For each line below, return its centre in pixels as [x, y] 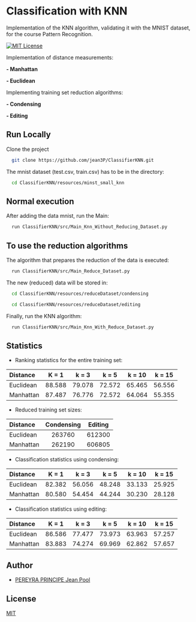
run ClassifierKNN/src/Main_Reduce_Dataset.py [71, 271]
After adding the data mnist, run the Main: [58, 216]
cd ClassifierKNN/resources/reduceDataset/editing [76, 304]
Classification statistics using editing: [61, 509]
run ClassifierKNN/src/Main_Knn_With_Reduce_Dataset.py [83, 327]
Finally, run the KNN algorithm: [44, 316]
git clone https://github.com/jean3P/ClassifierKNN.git [83, 160]
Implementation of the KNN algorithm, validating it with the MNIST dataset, [98, 28]
